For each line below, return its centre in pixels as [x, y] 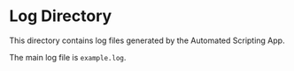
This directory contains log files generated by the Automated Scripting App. [147, 40]
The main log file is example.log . [68, 57]
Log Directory [61, 16]
